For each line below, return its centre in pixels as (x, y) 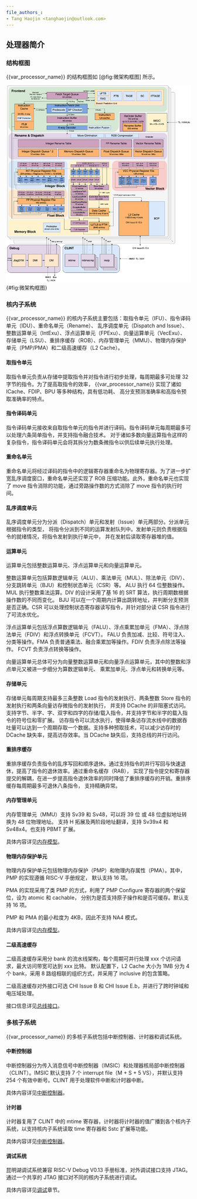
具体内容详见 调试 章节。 (34, 1190)
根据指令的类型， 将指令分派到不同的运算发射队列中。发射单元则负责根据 (94, 529)
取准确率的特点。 (27, 399)
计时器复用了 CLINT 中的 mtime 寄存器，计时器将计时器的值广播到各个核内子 (98, 1121)
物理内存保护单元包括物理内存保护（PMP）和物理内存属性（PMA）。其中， (96, 870)
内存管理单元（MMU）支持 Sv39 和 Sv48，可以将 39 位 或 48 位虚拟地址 (94, 814)
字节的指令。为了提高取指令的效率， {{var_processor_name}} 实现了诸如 (94, 384)
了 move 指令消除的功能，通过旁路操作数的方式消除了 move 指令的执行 (92, 486)
